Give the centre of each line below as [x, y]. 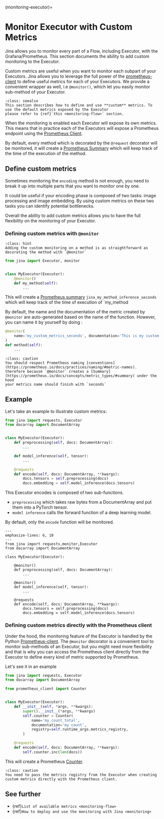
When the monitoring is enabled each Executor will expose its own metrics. [81, 123]
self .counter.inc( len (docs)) [53, 752]
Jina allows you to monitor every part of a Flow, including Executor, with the [82, 51]
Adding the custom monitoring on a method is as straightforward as [77, 248]
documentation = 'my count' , [59, 725]
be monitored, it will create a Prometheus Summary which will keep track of [82, 148]
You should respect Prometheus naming [45, 363]
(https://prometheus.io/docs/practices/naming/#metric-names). [71, 367]
